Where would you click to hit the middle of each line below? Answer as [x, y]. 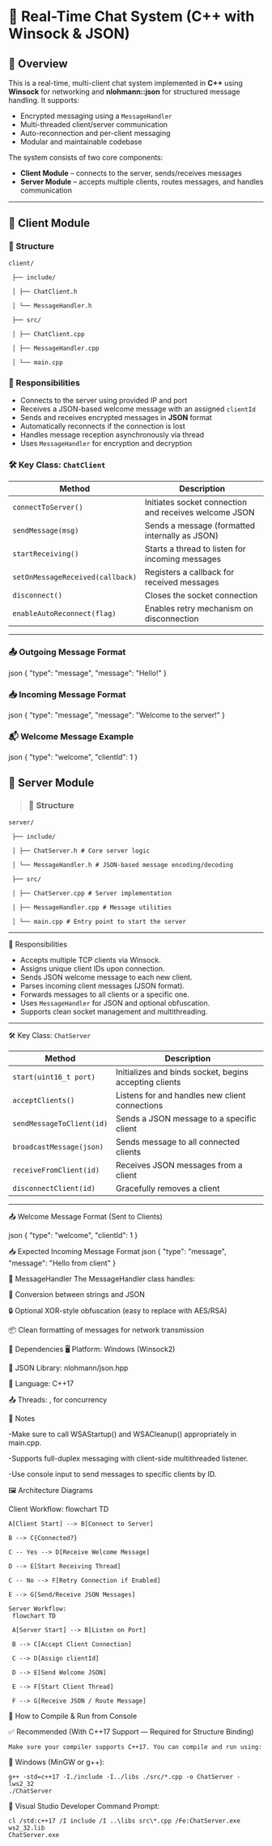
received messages [182, 582]
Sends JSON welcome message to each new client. [106, 977]
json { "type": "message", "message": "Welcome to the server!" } [117, 715]
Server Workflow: [38, 1609]
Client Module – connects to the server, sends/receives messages [131, 173]
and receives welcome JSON [200, 513]
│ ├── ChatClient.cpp [48, 334]
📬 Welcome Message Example [71, 736]
